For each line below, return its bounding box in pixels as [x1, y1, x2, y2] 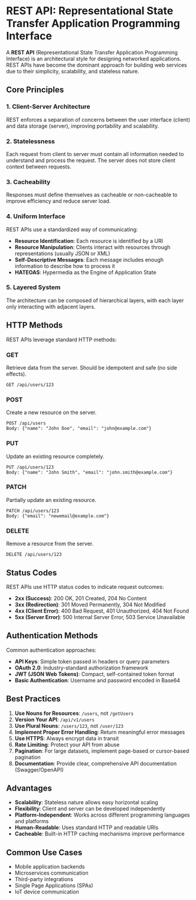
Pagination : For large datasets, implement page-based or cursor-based [14, 747, 190, 755]
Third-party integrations [14, 876, 74, 883]
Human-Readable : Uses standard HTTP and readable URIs [14, 824, 159, 831]
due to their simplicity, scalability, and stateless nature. [6, 67, 140, 75]
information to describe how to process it [14, 262, 115, 270]
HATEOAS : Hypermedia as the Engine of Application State [14, 268, 156, 276]
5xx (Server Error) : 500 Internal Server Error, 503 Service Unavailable [14, 613, 185, 620]
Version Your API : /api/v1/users [14, 716, 95, 723]
